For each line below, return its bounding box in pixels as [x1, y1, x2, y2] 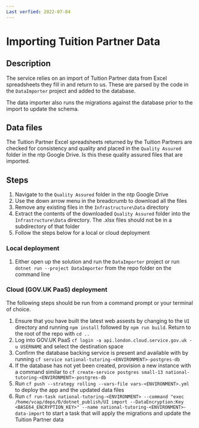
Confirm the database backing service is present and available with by [14, 349, 189, 356]
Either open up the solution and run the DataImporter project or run [14, 258, 180, 265]
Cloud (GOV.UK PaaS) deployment [6, 286, 108, 294]
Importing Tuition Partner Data [6, 34, 161, 48]
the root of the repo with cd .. [14, 330, 90, 337]
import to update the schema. [6, 105, 79, 112]
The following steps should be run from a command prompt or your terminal [6, 299, 193, 306]
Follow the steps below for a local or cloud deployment [14, 229, 151, 237]
